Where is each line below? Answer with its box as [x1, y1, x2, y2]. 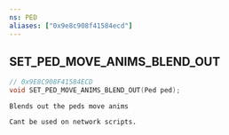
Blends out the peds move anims [9, 102, 129, 111]
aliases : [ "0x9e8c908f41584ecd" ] [9, 21, 133, 30]
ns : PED [9, 12, 38, 22]
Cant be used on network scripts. [9, 117, 138, 127]
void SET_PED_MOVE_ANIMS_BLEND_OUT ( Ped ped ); [9, 86, 180, 95]
